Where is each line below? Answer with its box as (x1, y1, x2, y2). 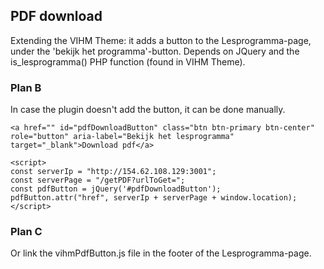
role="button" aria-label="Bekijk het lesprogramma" (10, 132, 235, 142)
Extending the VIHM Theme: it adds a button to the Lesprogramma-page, (10, 34, 312, 46)
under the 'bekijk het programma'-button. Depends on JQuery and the (10, 45, 300, 57)
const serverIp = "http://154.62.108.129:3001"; (10, 167, 217, 177)
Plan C (10, 225, 43, 239)
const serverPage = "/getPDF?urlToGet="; (10, 175, 186, 186)
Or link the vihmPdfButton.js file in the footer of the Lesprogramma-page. (10, 247, 312, 259)
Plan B (10, 80, 42, 94)
